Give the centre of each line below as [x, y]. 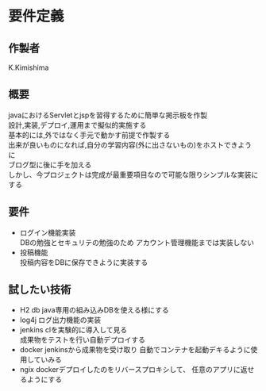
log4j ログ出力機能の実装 [60, 320]
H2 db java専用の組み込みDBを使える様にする [94, 310]
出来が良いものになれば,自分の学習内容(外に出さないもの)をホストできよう [130, 144]
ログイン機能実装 [48, 232]
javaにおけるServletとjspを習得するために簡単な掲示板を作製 [108, 115]
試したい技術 [40, 290]
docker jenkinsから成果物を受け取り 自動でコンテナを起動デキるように [135, 350]
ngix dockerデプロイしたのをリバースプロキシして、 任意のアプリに [130, 370]
